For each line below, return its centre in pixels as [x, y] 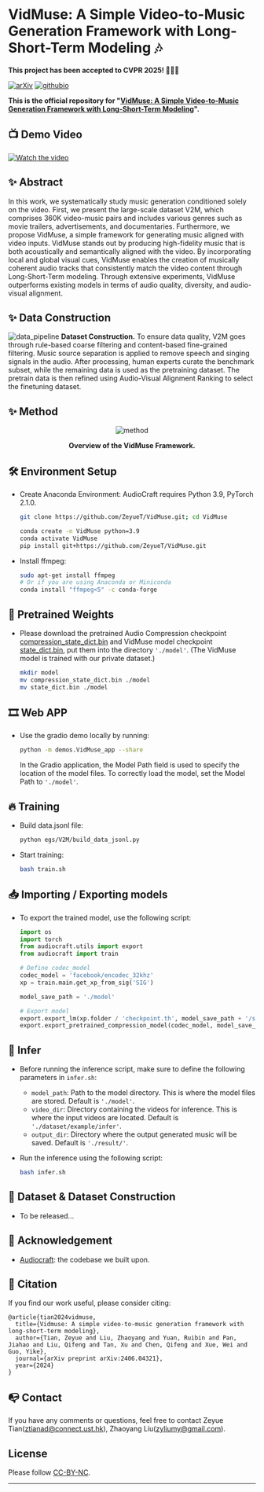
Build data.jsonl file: [51, 825]
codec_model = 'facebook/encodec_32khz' [86, 976]
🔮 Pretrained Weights [61, 614]
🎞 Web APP [38, 713]
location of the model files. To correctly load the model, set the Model [132, 774]
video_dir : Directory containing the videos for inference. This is [134, 1109]
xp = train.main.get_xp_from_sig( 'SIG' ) [86, 983]
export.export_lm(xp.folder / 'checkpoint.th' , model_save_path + [130, 1018]
